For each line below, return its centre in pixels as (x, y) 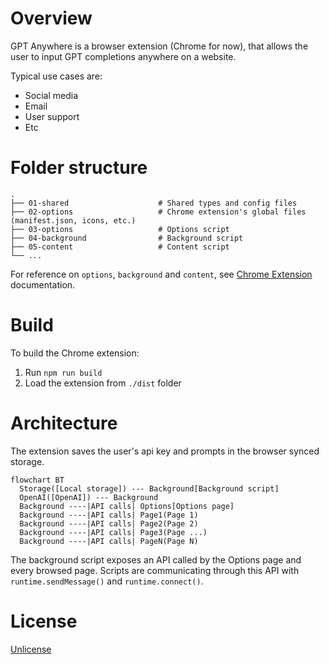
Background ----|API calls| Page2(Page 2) (109, 523)
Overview (51, 18)
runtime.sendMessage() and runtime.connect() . (107, 581)
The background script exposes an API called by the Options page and (156, 559)
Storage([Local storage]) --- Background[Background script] (149, 488)
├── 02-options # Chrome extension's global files (158, 212)
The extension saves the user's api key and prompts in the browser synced (165, 451)
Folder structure (79, 168)
